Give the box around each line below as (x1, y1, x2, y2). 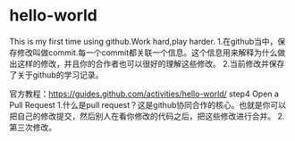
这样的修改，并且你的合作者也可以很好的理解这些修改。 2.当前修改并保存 (16, 58, 285, 69)
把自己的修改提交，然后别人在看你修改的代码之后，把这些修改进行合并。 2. (9, 111, 285, 121)
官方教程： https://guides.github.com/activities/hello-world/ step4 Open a (9, 88, 280, 99)
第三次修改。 (9, 121, 56, 132)
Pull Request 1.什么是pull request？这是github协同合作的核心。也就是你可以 (9, 99, 286, 110)
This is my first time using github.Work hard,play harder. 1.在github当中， (9, 36, 278, 46)
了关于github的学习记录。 (9, 69, 104, 80)
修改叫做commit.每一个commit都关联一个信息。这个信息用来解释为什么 (16, 46, 278, 58)
